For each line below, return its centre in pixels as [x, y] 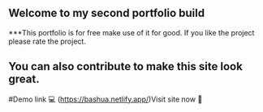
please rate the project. [47, 41]
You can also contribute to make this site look [126, 66]
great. [24, 79]
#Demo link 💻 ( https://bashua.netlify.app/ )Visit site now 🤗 [106, 99]
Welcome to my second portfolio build [107, 13]
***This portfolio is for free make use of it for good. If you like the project [131, 32]
